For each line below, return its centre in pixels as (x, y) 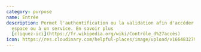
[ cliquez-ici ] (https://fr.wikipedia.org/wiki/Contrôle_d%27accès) (96, 34)
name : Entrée (22, 17)
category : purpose (29, 12)
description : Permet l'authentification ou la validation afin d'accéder (100, 23)
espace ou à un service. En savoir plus (63, 28)
